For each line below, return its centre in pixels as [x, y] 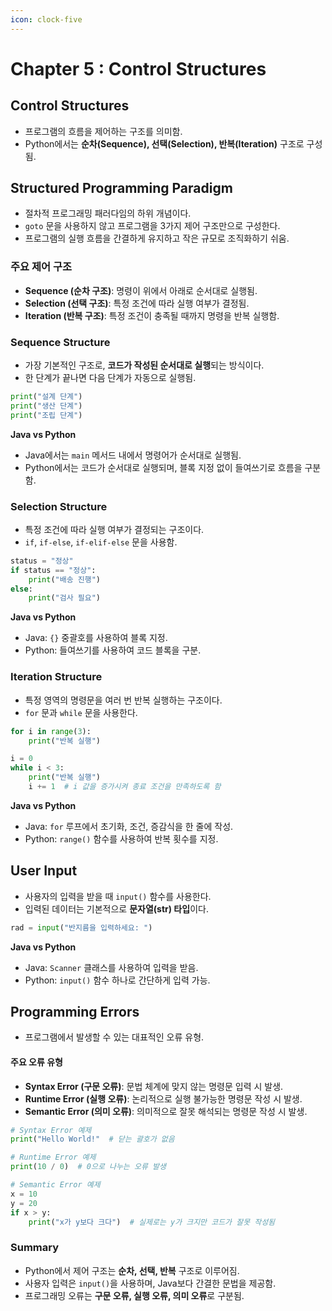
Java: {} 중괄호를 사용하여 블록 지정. [96, 638]
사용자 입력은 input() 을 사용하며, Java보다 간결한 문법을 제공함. [150, 1283]
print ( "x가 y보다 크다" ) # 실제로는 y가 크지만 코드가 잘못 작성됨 [152, 1222]
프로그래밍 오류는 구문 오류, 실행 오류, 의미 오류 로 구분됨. [134, 1295]
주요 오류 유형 [36, 1062]
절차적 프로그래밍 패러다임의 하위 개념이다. [108, 213]
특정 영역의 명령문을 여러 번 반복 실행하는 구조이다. [123, 700]
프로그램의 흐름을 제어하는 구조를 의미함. [103, 131]
